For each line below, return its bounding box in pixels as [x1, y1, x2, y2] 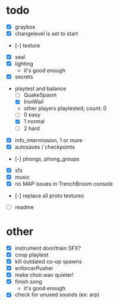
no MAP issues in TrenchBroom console [14, 180, 113, 187]
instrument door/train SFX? [14, 245, 82, 252]
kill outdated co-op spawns [14, 258, 82, 265]
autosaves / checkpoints [14, 143, 76, 151]
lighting [14, 60, 34, 67]
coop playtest [14, 251, 49, 258]
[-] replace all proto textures [14, 192, 84, 199]
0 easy [23, 111, 40, 118]
